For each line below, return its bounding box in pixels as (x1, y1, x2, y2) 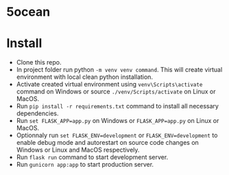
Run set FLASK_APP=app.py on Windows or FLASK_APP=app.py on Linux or (16, 117, 219, 125)
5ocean (6, 4, 51, 20)
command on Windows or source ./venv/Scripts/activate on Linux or (16, 87, 217, 96)
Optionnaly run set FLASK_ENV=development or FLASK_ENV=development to (16, 131, 218, 139)
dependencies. (16, 109, 59, 117)
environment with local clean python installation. (16, 73, 154, 81)
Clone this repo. (16, 58, 62, 67)
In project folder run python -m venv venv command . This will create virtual (16, 66, 223, 74)
